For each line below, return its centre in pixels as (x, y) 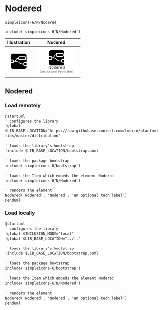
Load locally (20, 213)
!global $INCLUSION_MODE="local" (40, 234)
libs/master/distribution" (33, 136)
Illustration (19, 42)
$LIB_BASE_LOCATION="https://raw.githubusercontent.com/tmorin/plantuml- (83, 131)
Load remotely (23, 105)
